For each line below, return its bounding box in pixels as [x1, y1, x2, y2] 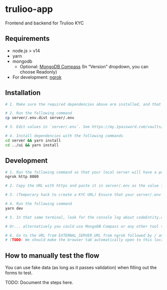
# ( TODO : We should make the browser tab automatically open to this [5, 238, 153, 243]
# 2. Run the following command [5, 111, 72, 116]
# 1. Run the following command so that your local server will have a [5, 169, 157, 175]
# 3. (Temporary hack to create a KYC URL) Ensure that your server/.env [5, 192, 162, 197]
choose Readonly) [19, 69, 57, 75]
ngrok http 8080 [5, 174, 39, 179]
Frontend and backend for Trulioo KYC [5, 20, 84, 26]
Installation [5, 89, 41, 97]
